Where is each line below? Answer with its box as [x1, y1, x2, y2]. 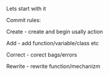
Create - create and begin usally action [6, 28, 104, 35]
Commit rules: [6, 17, 41, 23]
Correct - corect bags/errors [6, 51, 77, 58]
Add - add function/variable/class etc [6, 40, 99, 46]
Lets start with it [6, 5, 46, 12]
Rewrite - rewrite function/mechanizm [6, 62, 101, 70]
